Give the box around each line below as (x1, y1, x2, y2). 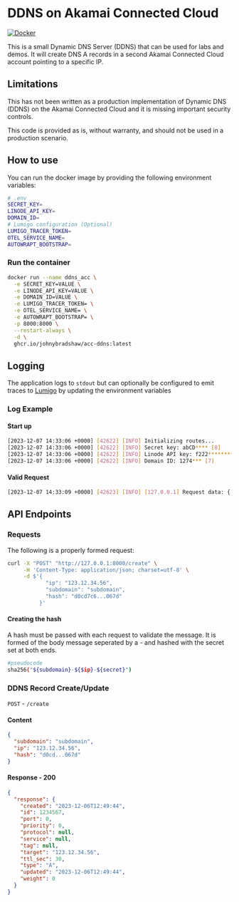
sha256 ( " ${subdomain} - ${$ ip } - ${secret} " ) (7, 666, 132, 673)
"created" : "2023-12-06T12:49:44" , (20, 802, 126, 809)
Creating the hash (7, 615, 62, 623)
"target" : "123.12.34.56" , (20, 849, 100, 856)
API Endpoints (7, 508, 72, 521)
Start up (7, 422, 32, 430)
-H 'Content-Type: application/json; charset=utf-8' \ (23, 566, 190, 574)
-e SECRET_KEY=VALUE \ (14, 280, 81, 288)
